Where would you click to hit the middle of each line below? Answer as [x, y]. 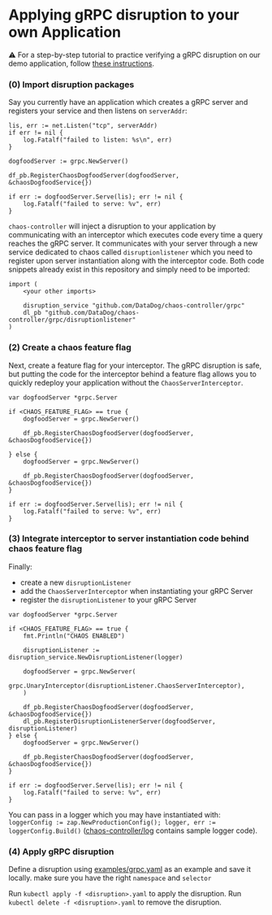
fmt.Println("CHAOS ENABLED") [74, 636]
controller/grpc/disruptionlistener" [72, 320]
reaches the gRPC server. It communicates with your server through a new [133, 244]
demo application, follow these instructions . [81, 63]
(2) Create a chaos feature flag [70, 347]
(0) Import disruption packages [71, 85]
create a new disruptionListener [76, 582]
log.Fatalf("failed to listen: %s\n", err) [98, 140]
